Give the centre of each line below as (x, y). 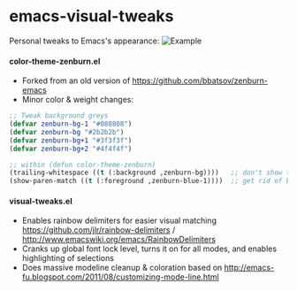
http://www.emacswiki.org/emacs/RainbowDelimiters (119, 240)
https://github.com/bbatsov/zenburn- (200, 80)
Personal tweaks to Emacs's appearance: (84, 41)
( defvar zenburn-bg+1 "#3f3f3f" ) (71, 140)
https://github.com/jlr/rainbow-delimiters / (99, 230)
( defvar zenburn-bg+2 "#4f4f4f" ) (71, 149)
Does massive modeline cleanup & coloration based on (122, 268)
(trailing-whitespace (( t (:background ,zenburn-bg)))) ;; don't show (146, 173)
